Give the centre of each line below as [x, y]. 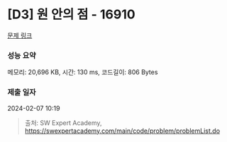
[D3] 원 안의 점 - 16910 [72, 14]
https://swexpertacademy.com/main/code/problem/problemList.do [122, 131]
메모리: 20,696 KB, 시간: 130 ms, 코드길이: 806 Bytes [83, 72]
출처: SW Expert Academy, [63, 123]
